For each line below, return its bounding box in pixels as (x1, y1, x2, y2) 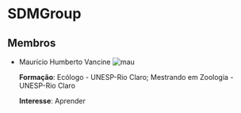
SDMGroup (7, 5, 82, 23)
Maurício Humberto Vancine (18, 57, 111, 66)
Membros (7, 36, 56, 50)
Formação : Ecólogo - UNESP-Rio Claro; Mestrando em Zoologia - (18, 73, 234, 81)
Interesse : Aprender (18, 96, 86, 105)
